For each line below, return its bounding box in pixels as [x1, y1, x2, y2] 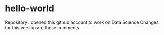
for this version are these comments [5, 24, 80, 30]
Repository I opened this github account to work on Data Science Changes [5, 19, 159, 25]
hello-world [5, 3, 55, 14]
